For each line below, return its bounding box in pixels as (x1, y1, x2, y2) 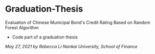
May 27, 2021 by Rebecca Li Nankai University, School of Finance (5, 43, 138, 49)
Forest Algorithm (5, 24, 39, 30)
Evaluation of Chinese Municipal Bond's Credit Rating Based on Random (5, 19, 151, 25)
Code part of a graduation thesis (12, 34, 78, 40)
